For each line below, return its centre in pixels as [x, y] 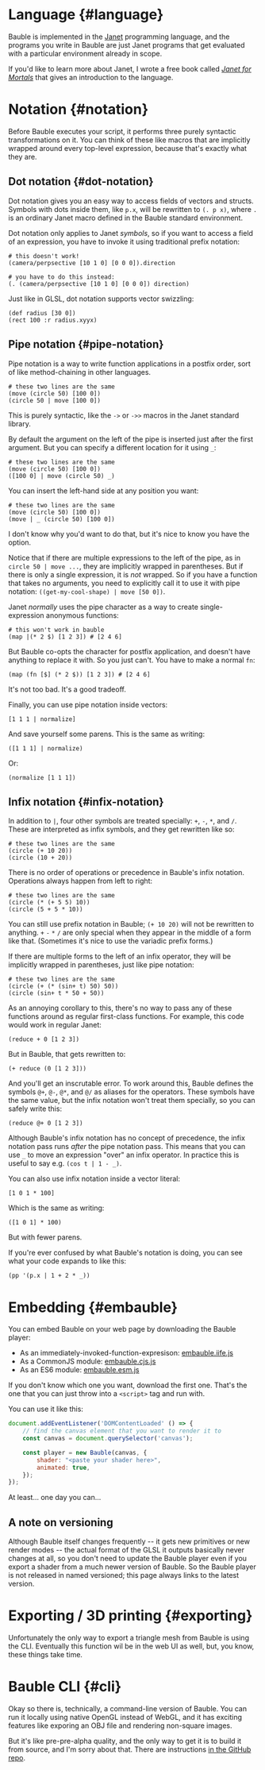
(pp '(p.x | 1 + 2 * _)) [49, 1276]
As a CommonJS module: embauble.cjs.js [88, 1361]
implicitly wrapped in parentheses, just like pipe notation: [101, 965]
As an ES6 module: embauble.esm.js [79, 1370]
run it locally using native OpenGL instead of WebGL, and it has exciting [125, 1717]
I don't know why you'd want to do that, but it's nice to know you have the [129, 534]
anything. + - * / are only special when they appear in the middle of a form [130, 933]
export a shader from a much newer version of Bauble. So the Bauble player [132, 1567]
